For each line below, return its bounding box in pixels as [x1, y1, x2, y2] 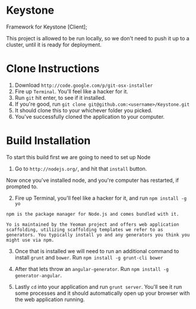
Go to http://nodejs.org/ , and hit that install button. [14, 165, 147, 172]
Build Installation [6, 134, 91, 147]
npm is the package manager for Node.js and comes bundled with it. [6, 211, 179, 217]
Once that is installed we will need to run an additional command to [14, 247, 179, 254]
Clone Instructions [6, 62, 100, 75]
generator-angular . [14, 272, 62, 279]
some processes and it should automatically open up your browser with [14, 289, 190, 297]
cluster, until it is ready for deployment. [6, 41, 102, 48]
